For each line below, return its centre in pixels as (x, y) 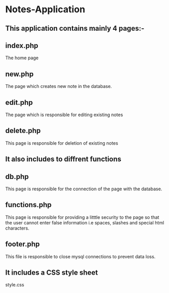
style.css (15, 285)
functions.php (29, 205)
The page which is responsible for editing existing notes (64, 115)
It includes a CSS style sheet (52, 273)
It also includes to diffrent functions (63, 159)
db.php (17, 177)
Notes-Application (45, 9)
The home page (22, 58)
